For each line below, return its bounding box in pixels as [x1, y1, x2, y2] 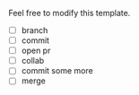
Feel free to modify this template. [8, 8, 131, 18]
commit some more [21, 65, 93, 76]
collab [21, 56, 45, 66]
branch [21, 25, 48, 35]
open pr [21, 45, 51, 56]
